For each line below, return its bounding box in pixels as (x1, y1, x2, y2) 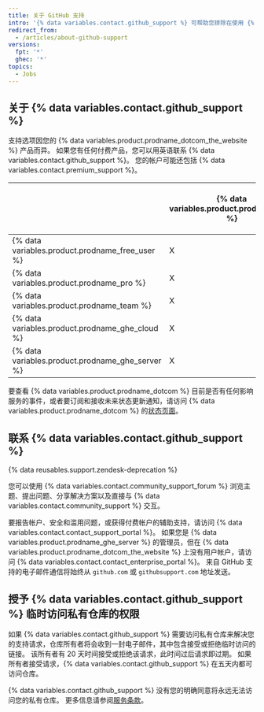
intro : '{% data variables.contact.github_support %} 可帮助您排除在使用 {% (8, 19, 255, 27)
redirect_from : (8, 26, 58, 34)
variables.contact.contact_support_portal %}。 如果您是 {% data (8, 528, 218, 537)
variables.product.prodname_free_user (12, 245, 156, 256)
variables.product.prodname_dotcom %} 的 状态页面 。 (8, 406, 183, 416)
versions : (8, 41, 41, 49)
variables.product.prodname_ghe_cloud (12, 323, 159, 334)
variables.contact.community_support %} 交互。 (8, 501, 165, 510)
